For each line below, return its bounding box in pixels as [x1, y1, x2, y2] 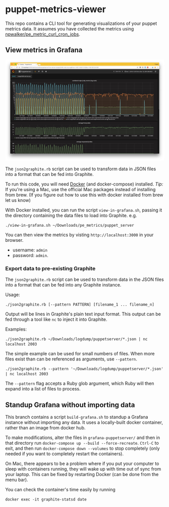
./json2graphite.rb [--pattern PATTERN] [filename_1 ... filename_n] [5, 302, 155, 307]
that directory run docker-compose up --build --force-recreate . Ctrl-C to [5, 440, 159, 446]
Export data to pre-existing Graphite [5, 265, 96, 272]
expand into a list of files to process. [5, 386, 81, 392]
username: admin [12, 247, 48, 253]
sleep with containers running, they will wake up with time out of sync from [5, 466, 161, 472]
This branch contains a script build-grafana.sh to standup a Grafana [5, 414, 148, 420]
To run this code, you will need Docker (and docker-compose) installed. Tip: [5, 181, 163, 187]
